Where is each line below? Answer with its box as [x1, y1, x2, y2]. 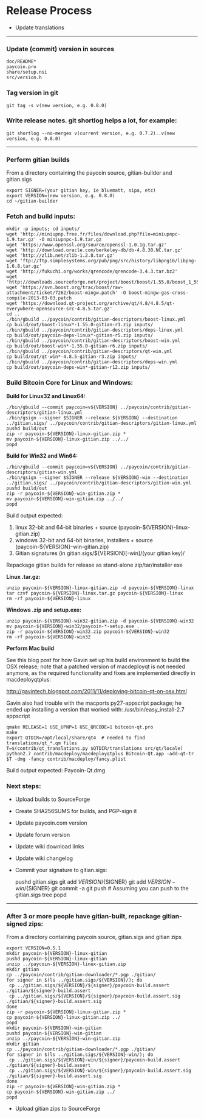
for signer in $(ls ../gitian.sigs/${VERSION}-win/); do [6, 1052, 154, 1058]
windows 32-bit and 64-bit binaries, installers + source [15, 536, 153, 543]
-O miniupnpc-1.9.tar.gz [38, 237, 102, 243]
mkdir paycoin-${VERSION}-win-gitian [6, 1025, 102, 1032]
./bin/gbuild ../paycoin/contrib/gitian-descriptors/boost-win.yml [6, 338, 181, 344]
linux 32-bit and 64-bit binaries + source [15, 523, 117, 531]
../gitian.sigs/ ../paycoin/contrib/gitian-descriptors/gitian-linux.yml [6, 420, 197, 426]
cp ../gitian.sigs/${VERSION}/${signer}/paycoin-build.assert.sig [8, 993, 181, 999]
